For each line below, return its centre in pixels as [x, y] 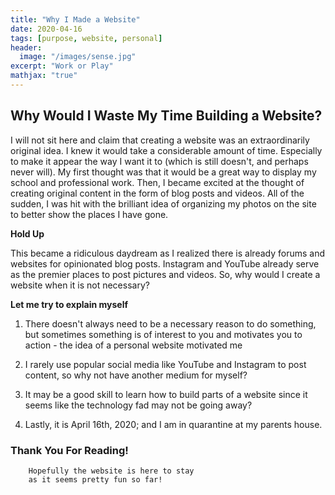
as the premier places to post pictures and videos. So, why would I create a [165, 274]
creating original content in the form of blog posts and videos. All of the [157, 193]
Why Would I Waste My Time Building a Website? [166, 116]
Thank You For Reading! [69, 450]
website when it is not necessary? [80, 285]
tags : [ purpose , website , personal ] [86, 38]
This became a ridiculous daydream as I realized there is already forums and [167, 253]
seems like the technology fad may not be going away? [138, 405]
